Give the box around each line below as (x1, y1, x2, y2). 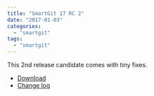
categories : (7, 23, 41, 29)
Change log (16, 82, 50, 89)
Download (16, 74, 47, 82)
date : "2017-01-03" (7, 16, 63, 23)
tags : (7, 36, 23, 43)
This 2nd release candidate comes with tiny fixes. (7, 61, 148, 69)
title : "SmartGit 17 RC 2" (7, 10, 85, 17)
